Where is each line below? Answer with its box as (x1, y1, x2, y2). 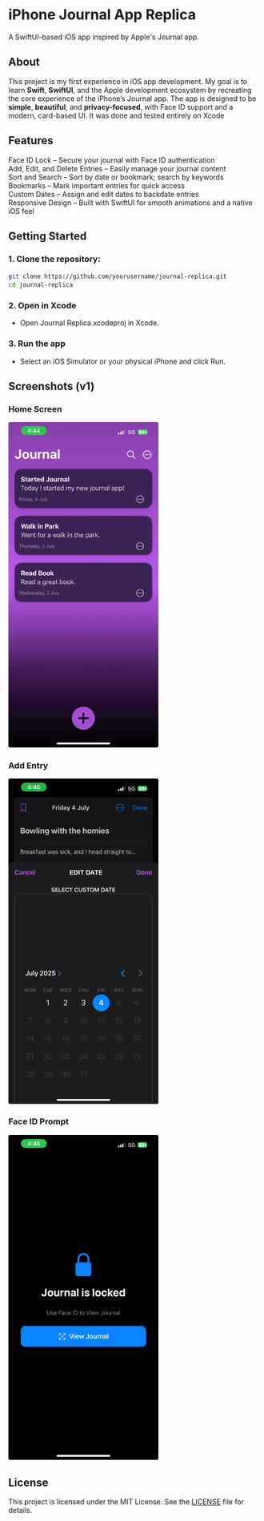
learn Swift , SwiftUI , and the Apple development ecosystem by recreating (8, 85, 252, 95)
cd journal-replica (8, 281, 74, 289)
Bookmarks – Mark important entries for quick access (8, 180, 186, 190)
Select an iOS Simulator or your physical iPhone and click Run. (19, 356, 226, 366)
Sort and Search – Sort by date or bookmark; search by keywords (8, 172, 224, 182)
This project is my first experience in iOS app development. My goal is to (8, 76, 248, 86)
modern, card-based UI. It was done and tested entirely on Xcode (8, 111, 225, 120)
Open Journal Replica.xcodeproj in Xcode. (19, 318, 160, 328)
